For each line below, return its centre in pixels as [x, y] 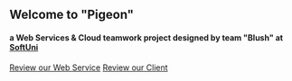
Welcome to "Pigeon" [71, 15]
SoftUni [24, 47]
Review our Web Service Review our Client [89, 67]
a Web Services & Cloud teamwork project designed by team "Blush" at [146, 37]
